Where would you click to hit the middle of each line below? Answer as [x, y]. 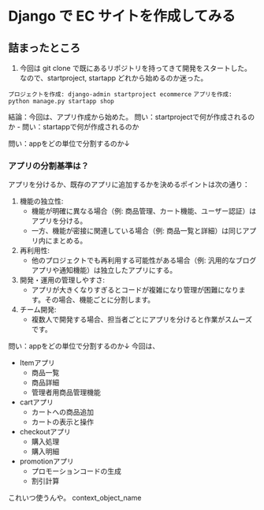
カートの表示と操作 [63, 422]
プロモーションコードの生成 [76, 471]
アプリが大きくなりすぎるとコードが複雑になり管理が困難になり [135, 290]
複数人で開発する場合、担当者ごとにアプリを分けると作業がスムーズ [141, 319]
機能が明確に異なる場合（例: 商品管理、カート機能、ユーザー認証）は [144, 211]
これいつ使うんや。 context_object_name [75, 498]
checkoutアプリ [45, 432]
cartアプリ [36, 402]
